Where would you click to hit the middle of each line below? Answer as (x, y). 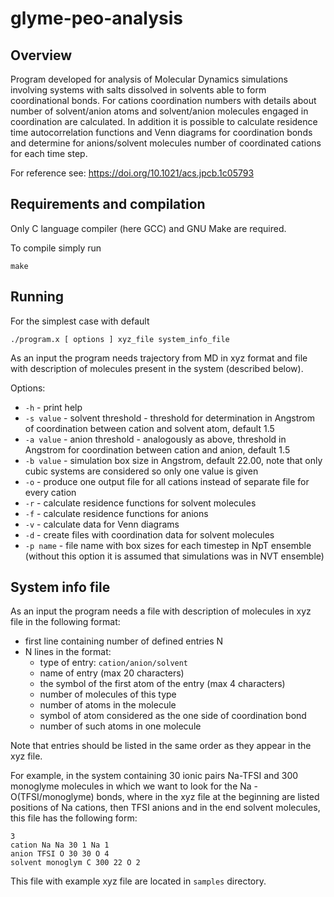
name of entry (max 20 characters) (112, 673)
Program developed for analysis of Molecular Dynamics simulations (149, 79)
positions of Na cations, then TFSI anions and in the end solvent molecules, (165, 808)
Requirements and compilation (108, 204)
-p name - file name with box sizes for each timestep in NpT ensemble (168, 545)
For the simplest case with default (80, 321)
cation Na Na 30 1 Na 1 (60, 845)
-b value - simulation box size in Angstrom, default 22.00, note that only (173, 460)
